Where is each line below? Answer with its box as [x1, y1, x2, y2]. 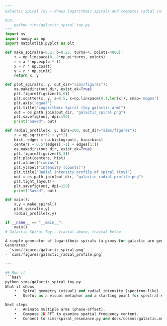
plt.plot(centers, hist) [14, 156, 66, 161]
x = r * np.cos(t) [14, 64, 52, 69]
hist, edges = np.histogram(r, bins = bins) [14, 137, 103, 142]
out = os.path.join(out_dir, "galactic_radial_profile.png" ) [14, 174, 143, 179]
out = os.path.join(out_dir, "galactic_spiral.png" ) [14, 109, 126, 115]
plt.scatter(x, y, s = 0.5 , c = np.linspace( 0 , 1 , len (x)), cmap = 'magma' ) [14, 96, 159, 101]
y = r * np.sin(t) [14, 68, 52, 74]
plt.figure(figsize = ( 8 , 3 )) [14, 151, 70, 156]
